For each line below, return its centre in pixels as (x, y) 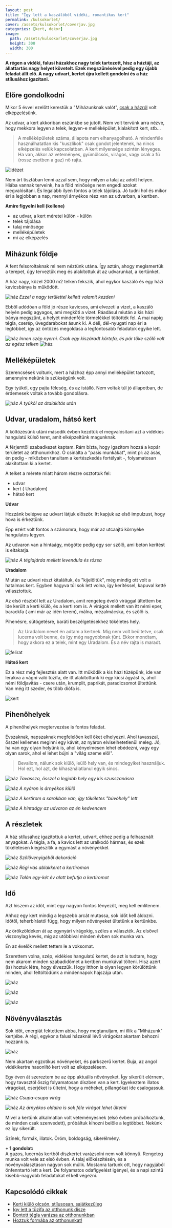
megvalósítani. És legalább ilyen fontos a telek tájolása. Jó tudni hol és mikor (86, 191)
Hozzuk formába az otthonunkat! (47, 1220)
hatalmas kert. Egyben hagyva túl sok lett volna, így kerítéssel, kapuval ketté (86, 585)
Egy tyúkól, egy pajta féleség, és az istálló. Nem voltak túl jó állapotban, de (84, 388)
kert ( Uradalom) (30, 488)
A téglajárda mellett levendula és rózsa (61, 560)
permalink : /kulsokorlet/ (33, 19)
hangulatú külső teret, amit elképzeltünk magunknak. (61, 437)
